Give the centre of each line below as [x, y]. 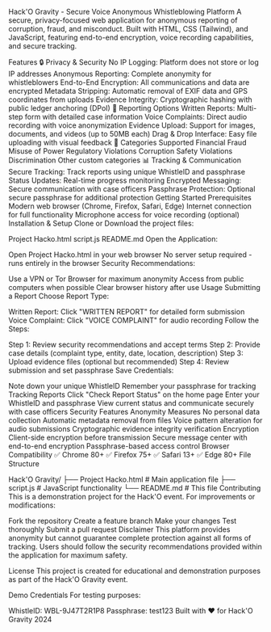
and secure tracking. [43, 46]
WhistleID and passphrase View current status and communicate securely [131, 403]
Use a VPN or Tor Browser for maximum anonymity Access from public [126, 279]
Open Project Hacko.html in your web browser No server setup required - [130, 255]
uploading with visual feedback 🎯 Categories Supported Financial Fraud [127, 142]
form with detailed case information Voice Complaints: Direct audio [136, 117]
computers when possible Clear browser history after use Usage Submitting [134, 287]
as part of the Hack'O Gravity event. [68, 579]
